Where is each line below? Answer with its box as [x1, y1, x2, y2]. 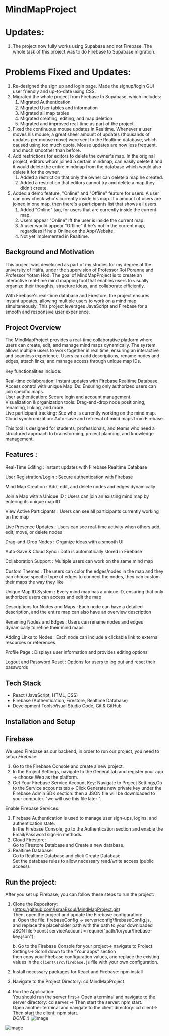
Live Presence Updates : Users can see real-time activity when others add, [5, 524, 161, 530]
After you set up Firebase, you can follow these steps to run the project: [5, 891, 155, 897]
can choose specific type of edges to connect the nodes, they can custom [5, 573, 160, 579]
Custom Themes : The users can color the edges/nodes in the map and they [5, 568, 164, 574]
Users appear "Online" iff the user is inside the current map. [20, 217, 145, 223]
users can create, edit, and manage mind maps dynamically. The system [5, 342, 156, 348]
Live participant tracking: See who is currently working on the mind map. [5, 410, 156, 416]
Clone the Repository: [12, 901, 58, 907]
